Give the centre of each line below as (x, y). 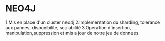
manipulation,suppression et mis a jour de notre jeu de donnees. (72, 33)
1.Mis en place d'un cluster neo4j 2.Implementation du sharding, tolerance (83, 22)
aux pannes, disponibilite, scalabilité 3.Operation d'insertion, (68, 27)
